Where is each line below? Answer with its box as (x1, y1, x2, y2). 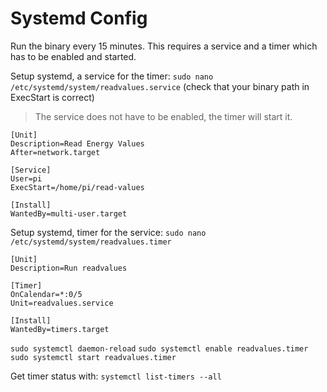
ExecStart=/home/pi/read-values (10, 182, 145, 192)
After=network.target (10, 147, 101, 157)
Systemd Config (10, 7, 148, 30)
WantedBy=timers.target (10, 324, 110, 334)
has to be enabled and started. (10, 50, 137, 62)
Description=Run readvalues (10, 263, 128, 273)
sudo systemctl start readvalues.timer (10, 352, 177, 362)
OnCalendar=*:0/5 (10, 289, 83, 299)
